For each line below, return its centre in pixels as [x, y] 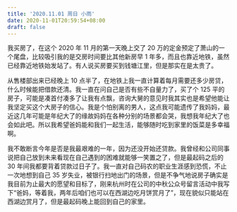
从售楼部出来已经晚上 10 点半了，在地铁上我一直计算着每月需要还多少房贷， [117, 81]
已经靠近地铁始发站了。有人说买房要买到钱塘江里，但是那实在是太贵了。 [112, 66]
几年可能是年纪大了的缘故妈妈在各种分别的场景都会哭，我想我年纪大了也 [124, 116]
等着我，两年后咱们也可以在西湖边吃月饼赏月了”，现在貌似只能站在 [132, 193]
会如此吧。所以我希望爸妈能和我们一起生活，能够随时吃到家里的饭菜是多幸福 [119, 125]
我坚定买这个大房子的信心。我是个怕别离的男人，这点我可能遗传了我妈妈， [115, 107]
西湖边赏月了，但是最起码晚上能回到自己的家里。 [78, 201]
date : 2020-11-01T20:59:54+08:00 [56, 20]
